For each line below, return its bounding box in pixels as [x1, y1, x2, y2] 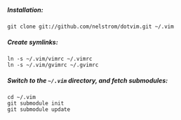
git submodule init [7, 100, 65, 107]
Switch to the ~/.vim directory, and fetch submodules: [7, 76, 168, 84]
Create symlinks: [7, 38, 58, 46]
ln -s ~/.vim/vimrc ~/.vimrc [7, 55, 93, 62]
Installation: [7, 6, 43, 14]
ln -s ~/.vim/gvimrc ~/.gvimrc [7, 61, 99, 68]
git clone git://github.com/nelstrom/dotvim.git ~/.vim [7, 23, 174, 30]
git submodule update [7, 105, 71, 113]
